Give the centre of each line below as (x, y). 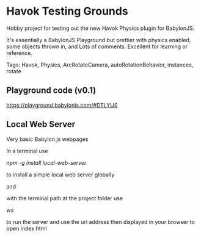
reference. (19, 52)
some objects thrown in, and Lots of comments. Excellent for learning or (97, 46)
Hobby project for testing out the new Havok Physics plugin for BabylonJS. (100, 28)
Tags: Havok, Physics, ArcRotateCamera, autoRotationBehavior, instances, (100, 65)
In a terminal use (27, 151)
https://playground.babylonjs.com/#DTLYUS (62, 105)
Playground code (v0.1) (51, 91)
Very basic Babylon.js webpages (47, 139)
